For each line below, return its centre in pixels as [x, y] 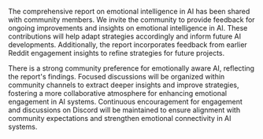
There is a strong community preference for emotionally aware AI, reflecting [131, 68]
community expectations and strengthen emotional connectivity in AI [120, 118]
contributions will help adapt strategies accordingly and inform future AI [125, 36]
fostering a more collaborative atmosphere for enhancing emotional [117, 93]
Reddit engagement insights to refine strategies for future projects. [117, 53]
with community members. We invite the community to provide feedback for [131, 20]
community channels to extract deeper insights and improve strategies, [124, 85]
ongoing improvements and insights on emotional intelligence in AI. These [128, 28]
